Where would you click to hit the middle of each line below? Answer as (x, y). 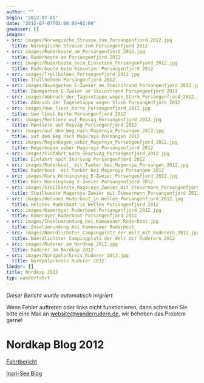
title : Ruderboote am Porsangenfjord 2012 (66, 57)
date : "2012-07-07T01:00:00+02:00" (51, 23)
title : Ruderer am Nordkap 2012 (53, 250)
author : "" (20, 12)
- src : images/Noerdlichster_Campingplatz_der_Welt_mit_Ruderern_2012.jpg (103, 233)
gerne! (15, 320)
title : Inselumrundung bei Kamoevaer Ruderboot (73, 227)
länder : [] (20, 267)
